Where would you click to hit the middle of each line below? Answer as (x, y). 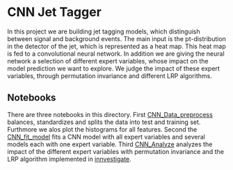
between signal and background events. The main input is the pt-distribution (116, 38)
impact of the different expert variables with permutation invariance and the (116, 151)
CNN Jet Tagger (55, 12)
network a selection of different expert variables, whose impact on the (108, 61)
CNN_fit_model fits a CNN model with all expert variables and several (106, 137)
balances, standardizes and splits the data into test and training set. (104, 122)
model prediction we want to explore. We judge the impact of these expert (114, 68)
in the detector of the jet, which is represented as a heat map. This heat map (116, 46)
